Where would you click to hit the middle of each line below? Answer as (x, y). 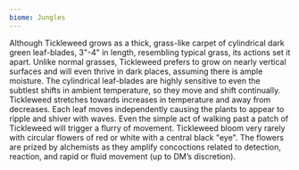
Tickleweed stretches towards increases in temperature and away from (140, 100)
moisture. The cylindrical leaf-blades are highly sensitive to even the (135, 80)
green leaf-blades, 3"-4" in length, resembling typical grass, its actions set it (150, 52)
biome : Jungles (37, 17)
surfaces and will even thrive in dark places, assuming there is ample (136, 71)
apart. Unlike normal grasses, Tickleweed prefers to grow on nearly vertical (148, 61)
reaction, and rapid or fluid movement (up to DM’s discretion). (123, 156)
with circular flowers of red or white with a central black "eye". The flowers (146, 137)
